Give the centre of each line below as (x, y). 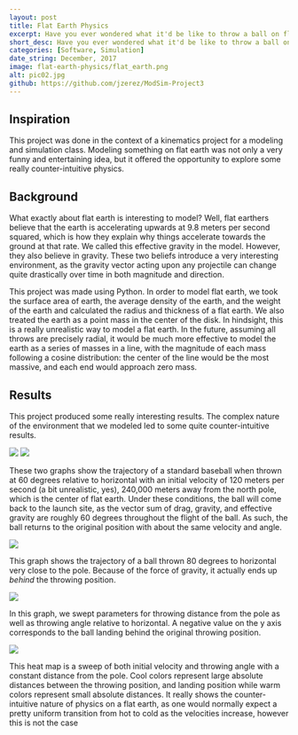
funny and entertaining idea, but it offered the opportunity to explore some (145, 160)
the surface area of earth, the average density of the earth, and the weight (145, 301)
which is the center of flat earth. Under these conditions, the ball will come (145, 499)
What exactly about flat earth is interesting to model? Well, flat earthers (139, 218)
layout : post (33, 17)
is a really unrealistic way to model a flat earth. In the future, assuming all (143, 330)
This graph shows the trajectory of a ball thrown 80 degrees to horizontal (143, 561)
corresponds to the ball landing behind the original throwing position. (135, 633)
